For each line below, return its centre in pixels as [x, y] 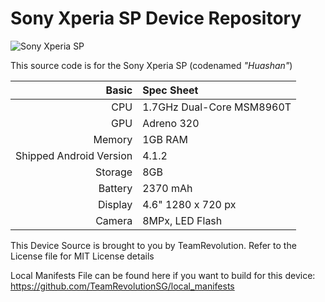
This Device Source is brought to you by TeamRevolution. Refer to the [153, 245]
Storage [114, 172]
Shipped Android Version [74, 155]
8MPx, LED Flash [182, 220]
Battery [115, 188]
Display [115, 204]
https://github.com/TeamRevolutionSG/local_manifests [122, 286]
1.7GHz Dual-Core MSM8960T [217, 107]
